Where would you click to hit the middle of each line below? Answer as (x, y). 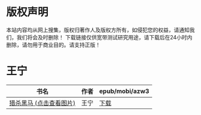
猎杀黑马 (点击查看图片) (42, 103)
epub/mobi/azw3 (124, 91)
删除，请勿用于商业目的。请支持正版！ (53, 45)
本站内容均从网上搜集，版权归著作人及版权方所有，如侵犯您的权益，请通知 (98, 30)
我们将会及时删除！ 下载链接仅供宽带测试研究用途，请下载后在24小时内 (104, 37)
